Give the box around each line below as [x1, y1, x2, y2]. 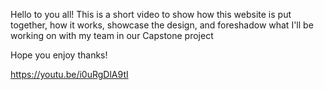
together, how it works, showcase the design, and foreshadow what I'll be [10, 19, 314, 31]
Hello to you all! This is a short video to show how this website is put [10, 9, 292, 20]
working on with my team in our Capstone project [10, 30, 214, 41]
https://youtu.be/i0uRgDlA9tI [10, 69, 129, 80]
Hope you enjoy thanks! [10, 49, 108, 61]
